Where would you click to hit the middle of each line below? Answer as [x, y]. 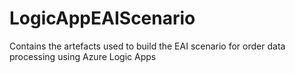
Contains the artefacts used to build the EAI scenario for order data [147, 46]
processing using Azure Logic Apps [83, 56]
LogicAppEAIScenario [102, 18]
